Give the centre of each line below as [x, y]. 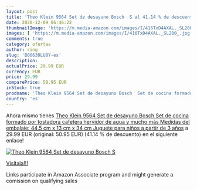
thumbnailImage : [26, 28]
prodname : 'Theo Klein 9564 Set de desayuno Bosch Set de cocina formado [99, 93]
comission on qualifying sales [42, 181]
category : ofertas [28, 45]
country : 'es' [23, 99]
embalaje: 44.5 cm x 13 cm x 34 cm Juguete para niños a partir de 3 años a [97, 128]
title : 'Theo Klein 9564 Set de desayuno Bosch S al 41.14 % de [87, 17]
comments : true [25, 39]
